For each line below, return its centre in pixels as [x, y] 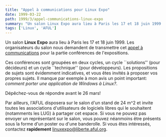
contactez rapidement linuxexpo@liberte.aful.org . [56, 129]
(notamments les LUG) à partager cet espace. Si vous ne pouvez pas [76, 113]
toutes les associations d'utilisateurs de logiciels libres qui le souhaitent [78, 108]
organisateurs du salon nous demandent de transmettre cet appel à [74, 48]
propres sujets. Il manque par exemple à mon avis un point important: [76, 78]
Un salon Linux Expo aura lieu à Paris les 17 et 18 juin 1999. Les [70, 42]
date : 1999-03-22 [23, 14]
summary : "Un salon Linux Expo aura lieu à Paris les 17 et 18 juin [78, 24]
